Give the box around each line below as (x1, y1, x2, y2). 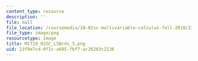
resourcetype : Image (6, 35, 57, 41)
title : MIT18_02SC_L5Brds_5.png (6, 41, 85, 47)
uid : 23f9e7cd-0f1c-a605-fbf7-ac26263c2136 (6, 46, 115, 52)
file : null (6, 19, 33, 25)
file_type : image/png (6, 30, 60, 36)
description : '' (6, 14, 46, 20)
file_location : (6, 24, 44, 31)
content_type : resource (6, 8, 65, 15)
